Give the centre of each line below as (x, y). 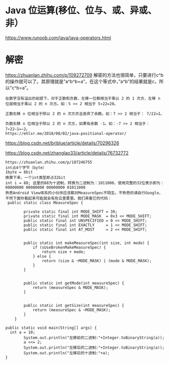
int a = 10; (23, 332)
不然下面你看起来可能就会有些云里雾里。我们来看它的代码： (58, 198)
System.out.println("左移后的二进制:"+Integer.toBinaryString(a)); (94, 348)
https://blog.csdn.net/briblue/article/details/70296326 (62, 143)
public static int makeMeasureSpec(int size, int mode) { (87, 243)
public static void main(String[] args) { (51, 328)
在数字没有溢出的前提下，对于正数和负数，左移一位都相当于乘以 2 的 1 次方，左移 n (83, 98)
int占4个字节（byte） (26, 167)
